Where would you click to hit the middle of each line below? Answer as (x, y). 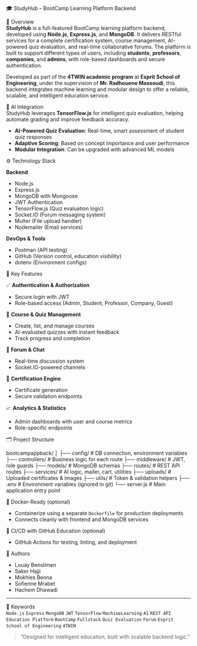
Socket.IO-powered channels (50, 367)
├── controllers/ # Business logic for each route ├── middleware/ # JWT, (96, 459)
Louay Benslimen (35, 565)
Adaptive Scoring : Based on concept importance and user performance (102, 143)
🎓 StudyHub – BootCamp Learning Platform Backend (71, 8)
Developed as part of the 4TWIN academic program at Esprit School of (93, 77)
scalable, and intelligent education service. (58, 95)
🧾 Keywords (21, 607)
